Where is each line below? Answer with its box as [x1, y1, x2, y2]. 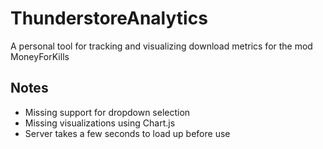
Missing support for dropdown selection [24, 106, 191, 118]
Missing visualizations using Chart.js [24, 117, 176, 129]
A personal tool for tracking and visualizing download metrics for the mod [10, 40, 313, 52]
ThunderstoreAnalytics [10, 7, 208, 30]
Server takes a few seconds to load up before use [24, 127, 231, 139]
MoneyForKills [10, 50, 70, 62]
